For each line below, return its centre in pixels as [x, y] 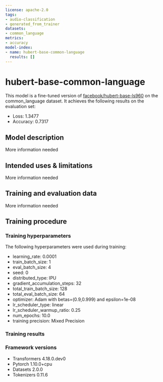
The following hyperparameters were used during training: [66, 247]
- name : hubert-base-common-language [45, 52]
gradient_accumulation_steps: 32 [47, 284]
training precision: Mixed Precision [48, 321]
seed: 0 [20, 272]
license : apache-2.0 [27, 10]
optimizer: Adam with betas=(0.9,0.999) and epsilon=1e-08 [74, 299]
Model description [35, 138]
